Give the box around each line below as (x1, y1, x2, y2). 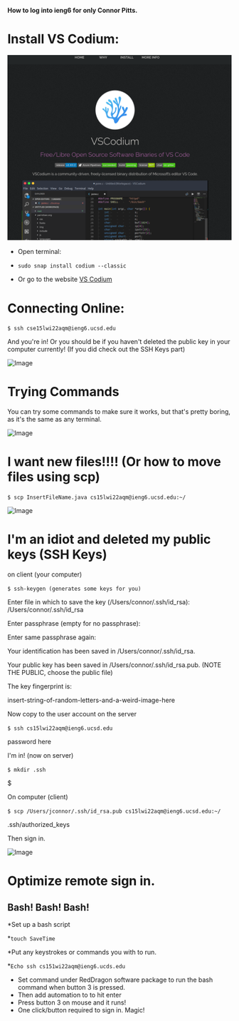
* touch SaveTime (7, 934, 55, 943)
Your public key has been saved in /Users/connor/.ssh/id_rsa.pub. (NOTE (7, 661, 222, 669)
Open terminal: (17, 248, 62, 256)
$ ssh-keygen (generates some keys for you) (7, 585, 142, 593)
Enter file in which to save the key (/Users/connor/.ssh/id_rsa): (7, 598, 191, 606)
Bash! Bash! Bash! (7, 901, 90, 913)
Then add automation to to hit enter (17, 991, 122, 1000)
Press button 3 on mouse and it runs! (17, 998, 127, 1007)
